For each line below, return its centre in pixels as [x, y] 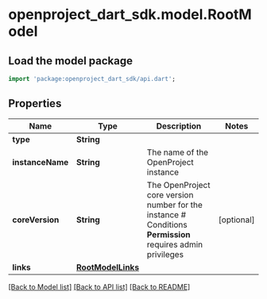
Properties [35, 103]
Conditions [167, 224]
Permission [168, 234]
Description [179, 126]
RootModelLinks [108, 267]
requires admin [175, 244]
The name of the [178, 152]
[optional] [236, 220]
